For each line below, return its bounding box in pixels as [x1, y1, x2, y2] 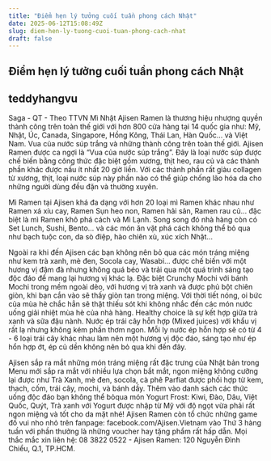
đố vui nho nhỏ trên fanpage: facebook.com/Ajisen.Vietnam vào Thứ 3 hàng [8, 418, 261, 428]
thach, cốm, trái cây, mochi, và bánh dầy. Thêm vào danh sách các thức [8, 383, 248, 393]
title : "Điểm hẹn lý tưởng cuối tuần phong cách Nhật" [8, 11, 197, 20]
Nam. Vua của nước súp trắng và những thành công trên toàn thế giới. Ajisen [8, 139, 264, 149]
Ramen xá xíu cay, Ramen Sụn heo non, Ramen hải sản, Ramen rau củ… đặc [8, 206, 261, 216]
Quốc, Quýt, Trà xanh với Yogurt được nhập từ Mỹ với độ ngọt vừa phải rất [8, 401, 255, 411]
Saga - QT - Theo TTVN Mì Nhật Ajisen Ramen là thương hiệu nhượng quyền [8, 113, 263, 123]
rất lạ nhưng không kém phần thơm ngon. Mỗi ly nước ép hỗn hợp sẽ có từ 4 [8, 325, 262, 335]
